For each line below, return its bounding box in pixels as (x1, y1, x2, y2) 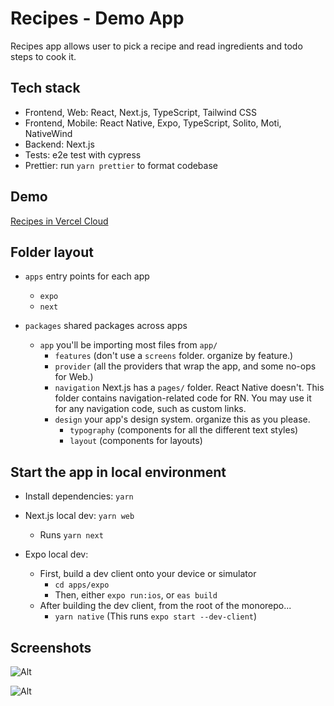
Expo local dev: (24, 548, 89, 561)
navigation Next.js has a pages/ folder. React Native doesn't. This (54, 382, 325, 394)
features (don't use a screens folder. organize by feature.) (54, 350, 294, 362)
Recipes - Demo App (10, 7, 185, 30)
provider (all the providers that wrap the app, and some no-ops (54, 360, 317, 372)
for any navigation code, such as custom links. (54, 403, 247, 415)
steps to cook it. (10, 50, 77, 62)
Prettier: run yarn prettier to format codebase (24, 159, 218, 171)
